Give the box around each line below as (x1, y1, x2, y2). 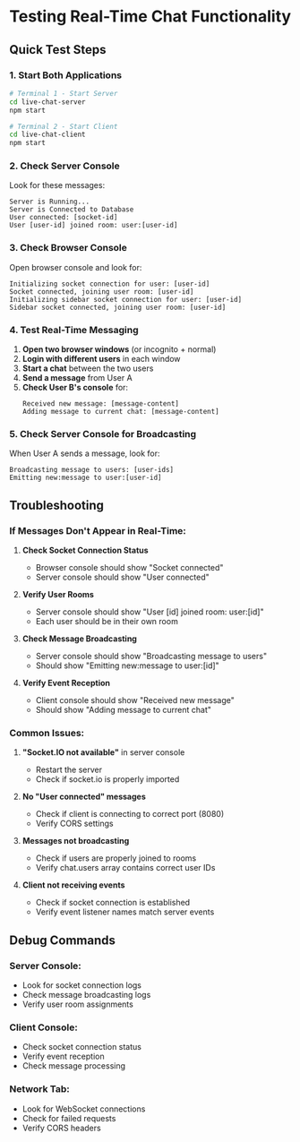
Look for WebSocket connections (21, 1103, 146, 1114)
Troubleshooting (9, 497, 105, 512)
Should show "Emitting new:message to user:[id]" (35, 660, 219, 671)
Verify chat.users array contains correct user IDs (35, 863, 216, 873)
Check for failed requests (21, 1112, 116, 1123)
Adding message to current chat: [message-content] (21, 408, 219, 416)
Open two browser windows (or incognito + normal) (21, 344, 217, 355)
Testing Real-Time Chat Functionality (9, 6, 292, 27)
